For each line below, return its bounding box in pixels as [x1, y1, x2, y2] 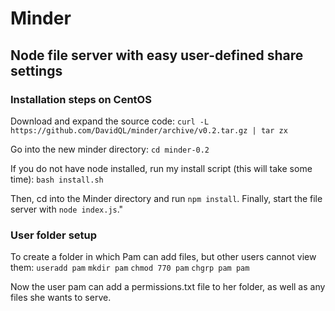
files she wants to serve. [10, 292, 112, 304]
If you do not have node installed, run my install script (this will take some [10, 162, 313, 174]
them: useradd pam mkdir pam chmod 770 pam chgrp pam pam [10, 262, 250, 274]
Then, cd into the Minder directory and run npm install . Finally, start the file [10, 192, 323, 204]
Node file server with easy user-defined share [10, 47, 304, 64]
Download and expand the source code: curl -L [10, 115, 210, 127]
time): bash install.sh [10, 173, 104, 185]
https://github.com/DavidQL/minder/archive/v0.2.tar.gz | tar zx [10, 125, 288, 136]
